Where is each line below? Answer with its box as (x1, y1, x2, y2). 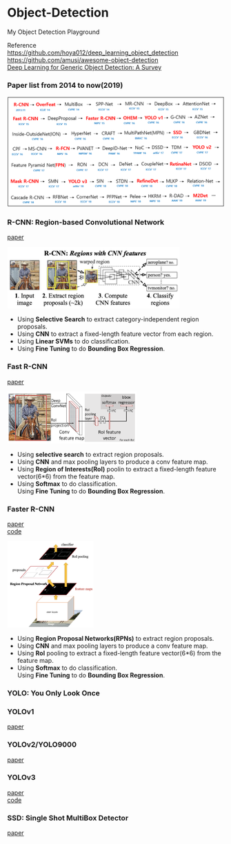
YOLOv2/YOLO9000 (7, 740, 77, 749)
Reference (7, 41, 37, 49)
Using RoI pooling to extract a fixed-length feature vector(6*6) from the (17, 649, 222, 657)
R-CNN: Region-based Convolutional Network (7, 218, 165, 227)
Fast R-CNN (7, 362, 48, 371)
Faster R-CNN (7, 504, 55, 514)
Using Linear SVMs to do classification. (17, 337, 130, 346)
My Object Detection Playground (7, 28, 100, 36)
